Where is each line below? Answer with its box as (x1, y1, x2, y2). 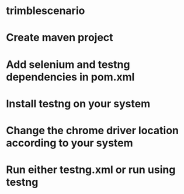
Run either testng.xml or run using (6, 163, 176, 176)
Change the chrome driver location (6, 124, 179, 137)
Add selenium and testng (6, 57, 130, 71)
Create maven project (6, 31, 113, 45)
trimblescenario (6, 4, 85, 18)
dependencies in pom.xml (6, 70, 135, 83)
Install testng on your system (6, 97, 151, 110)
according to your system (6, 136, 133, 149)
